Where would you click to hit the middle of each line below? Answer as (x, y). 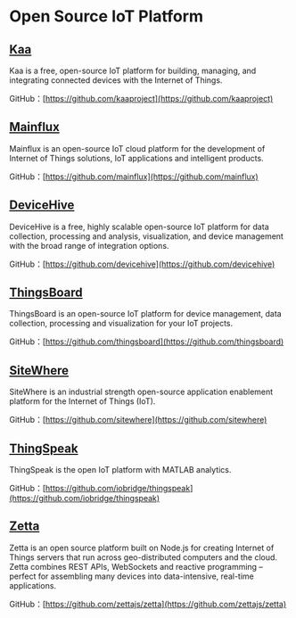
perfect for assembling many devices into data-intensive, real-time (132, 576)
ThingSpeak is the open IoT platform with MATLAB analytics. (120, 470)
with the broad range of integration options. (89, 245)
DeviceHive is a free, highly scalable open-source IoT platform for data (139, 227)
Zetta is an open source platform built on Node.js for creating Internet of (142, 548)
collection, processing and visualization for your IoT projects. (121, 324)
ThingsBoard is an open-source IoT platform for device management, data (146, 314)
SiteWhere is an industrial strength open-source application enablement (141, 392)
